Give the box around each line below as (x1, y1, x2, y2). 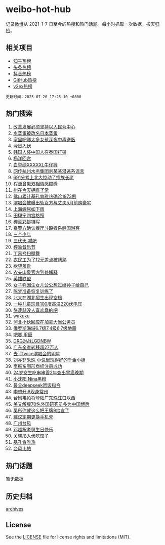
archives (6, 506, 24, 512)
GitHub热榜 (13, 77, 37, 83)
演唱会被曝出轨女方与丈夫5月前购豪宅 (13, 199, 92, 205)
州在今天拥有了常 (13, 187, 49, 193)
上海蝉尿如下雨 (13, 206, 45, 212)
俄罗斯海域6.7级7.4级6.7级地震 (13, 325, 76, 331)
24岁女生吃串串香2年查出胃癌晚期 (13, 369, 84, 375)
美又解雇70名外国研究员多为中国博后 (13, 401, 90, 407)
